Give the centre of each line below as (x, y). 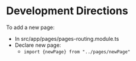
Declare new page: (38, 45)
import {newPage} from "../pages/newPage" (77, 52)
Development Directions (67, 11)
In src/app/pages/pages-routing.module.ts (67, 38)
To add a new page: (30, 27)
